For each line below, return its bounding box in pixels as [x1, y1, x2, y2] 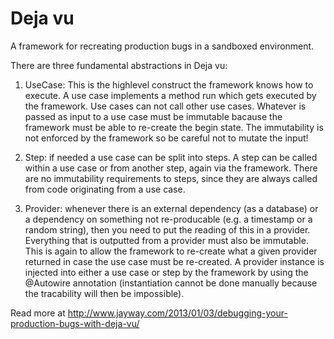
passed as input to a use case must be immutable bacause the [24, 110, 283, 122]
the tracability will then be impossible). [24, 287, 185, 299]
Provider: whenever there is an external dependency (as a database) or [24, 202, 319, 214]
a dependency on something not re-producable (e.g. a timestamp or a [24, 213, 313, 225]
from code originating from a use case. [24, 183, 186, 195]
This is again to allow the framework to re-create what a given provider [24, 245, 318, 257]
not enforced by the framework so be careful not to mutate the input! [24, 132, 309, 144]
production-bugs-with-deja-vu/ [10, 317, 140, 329]
